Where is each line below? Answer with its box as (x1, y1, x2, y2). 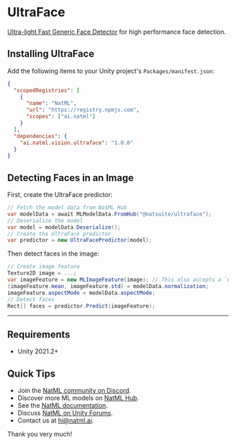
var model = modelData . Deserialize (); (7, 223, 121, 231)
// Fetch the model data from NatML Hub (7, 204, 128, 211)
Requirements (7, 328, 70, 340)
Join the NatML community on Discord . (17, 387, 131, 395)
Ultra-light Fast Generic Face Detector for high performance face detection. (7, 27, 226, 36)
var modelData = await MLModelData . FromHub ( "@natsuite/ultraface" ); (7, 211, 212, 218)
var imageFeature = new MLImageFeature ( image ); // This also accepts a (7, 276, 221, 284)
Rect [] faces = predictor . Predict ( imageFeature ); (7, 302, 156, 310)
